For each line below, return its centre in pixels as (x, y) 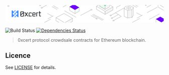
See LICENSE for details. (31, 68)
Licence (18, 56)
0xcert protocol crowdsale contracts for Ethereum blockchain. (82, 40)
